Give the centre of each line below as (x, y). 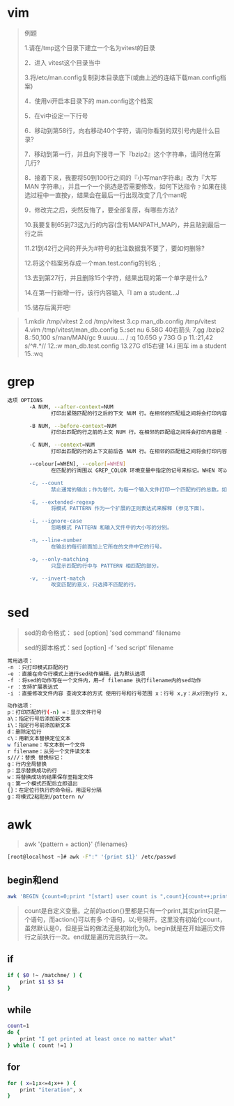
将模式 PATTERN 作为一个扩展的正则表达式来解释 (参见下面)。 (129, 509)
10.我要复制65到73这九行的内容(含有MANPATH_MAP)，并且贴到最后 (122, 224)
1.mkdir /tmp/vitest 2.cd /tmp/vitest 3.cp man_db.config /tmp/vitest (120, 321)
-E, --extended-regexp (62, 502)
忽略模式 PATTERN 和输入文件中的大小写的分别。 (112, 528)
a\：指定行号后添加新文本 (39, 719)
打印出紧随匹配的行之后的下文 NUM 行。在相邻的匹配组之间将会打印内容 (139, 413)
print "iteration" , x (51, 1090)
